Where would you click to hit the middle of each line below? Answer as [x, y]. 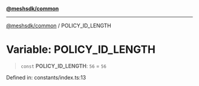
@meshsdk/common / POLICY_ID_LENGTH [59, 26]
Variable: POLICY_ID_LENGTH [81, 50]
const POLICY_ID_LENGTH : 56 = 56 [63, 66]
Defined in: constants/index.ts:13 [46, 77]
